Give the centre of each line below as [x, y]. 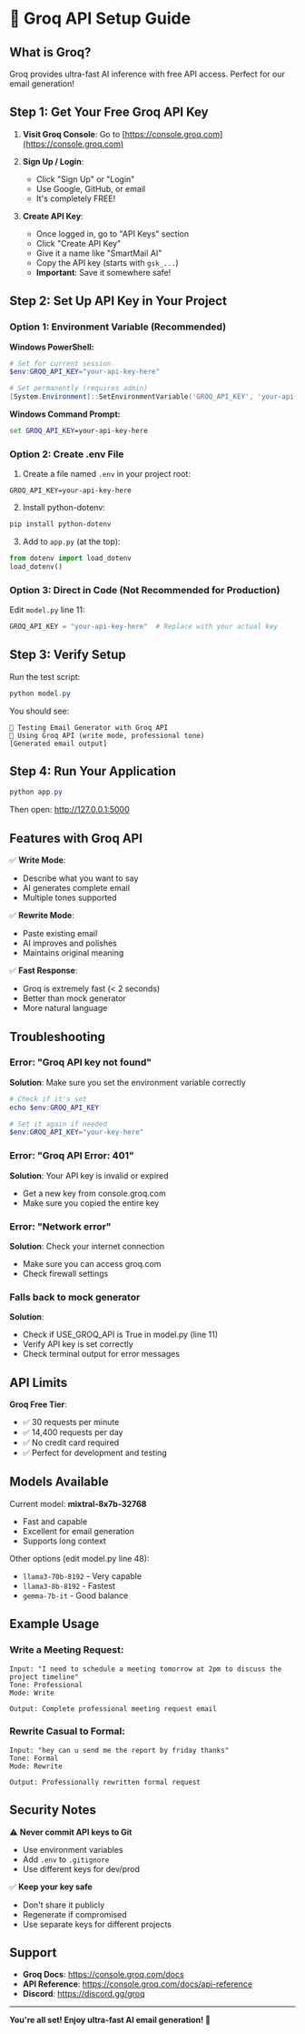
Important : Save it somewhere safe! [103, 272]
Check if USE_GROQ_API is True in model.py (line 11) [120, 1335]
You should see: [39, 711]
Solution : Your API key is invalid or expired [89, 1175]
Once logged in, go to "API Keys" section [112, 233]
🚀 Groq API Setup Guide [100, 19]
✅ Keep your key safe [51, 1887]
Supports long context [64, 1541]
